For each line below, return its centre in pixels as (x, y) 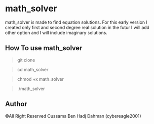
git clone (26, 60)
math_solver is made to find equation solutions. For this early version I (76, 22)
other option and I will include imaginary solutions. (56, 32)
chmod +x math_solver (40, 79)
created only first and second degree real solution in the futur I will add (77, 27)
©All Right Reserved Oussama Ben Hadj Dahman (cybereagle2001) (73, 116)
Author (16, 104)
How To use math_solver (44, 48)
